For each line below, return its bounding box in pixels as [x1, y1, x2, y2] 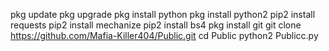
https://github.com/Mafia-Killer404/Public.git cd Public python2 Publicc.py [10, 30, 319, 41]
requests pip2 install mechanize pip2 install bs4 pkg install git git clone [10, 19, 302, 31]
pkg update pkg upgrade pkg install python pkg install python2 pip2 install [10, 9, 316, 20]
